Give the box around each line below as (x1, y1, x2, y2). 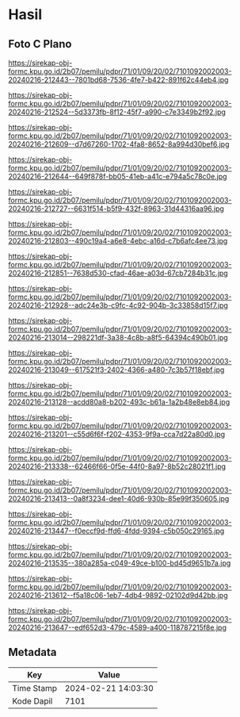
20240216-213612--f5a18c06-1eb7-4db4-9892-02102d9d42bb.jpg (8, 591, 228, 600)
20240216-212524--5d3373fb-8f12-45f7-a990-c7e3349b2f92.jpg (8, 107, 226, 117)
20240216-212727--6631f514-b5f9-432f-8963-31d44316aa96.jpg (8, 204, 224, 213)
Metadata (8, 646, 57, 659)
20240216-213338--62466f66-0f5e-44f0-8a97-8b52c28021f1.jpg (8, 462, 227, 471)
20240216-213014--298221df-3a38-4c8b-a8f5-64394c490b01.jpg (8, 333, 228, 342)
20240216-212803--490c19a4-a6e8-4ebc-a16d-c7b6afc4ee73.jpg (8, 236, 228, 245)
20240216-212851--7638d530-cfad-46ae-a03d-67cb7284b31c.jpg (8, 268, 228, 278)
